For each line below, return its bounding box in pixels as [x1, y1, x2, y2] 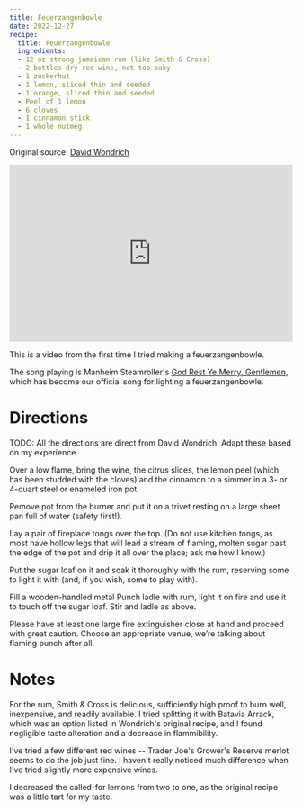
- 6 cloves [17, 105, 58, 114]
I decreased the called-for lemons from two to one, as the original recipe [9, 781, 279, 792]
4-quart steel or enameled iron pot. [9, 483, 139, 494]
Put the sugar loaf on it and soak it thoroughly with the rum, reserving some [9, 564, 289, 575]
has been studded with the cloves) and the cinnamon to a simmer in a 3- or [9, 473, 288, 484]
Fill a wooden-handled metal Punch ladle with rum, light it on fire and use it [9, 591, 287, 602]
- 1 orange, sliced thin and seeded [17, 88, 155, 97]
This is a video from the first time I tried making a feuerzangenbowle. [9, 349, 265, 360]
